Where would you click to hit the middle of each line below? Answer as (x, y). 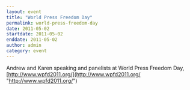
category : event (26, 51)
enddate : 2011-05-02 (32, 40)
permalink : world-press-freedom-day (52, 23)
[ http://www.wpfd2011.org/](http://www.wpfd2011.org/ (73, 74)
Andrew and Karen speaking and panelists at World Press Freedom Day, (95, 68)
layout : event (24, 12)
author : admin (24, 46)
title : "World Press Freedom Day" (50, 17)
